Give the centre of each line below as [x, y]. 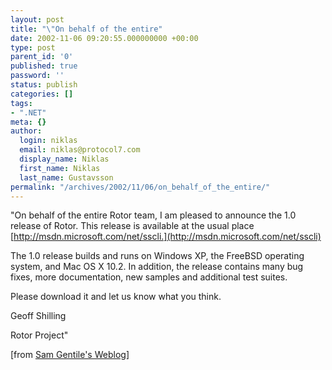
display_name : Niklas [64, 159]
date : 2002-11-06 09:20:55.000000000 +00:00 [104, 38]
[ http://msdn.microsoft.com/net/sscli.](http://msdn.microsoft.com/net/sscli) [166, 237]
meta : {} [28, 122]
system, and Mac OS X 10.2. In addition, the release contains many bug [157, 267]
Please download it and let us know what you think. [116, 297]
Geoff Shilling [38, 316]
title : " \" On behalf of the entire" [86, 29]
